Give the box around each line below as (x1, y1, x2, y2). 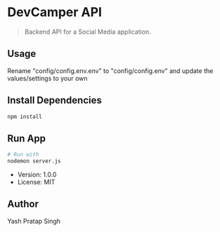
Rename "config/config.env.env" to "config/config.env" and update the (7, 66, 214, 75)
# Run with (7, 151, 39, 158)
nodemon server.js (7, 157, 61, 165)
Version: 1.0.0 (17, 170, 57, 179)
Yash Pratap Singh (7, 217, 61, 225)
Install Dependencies (7, 94, 102, 106)
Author (7, 198, 39, 210)
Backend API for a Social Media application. (24, 27, 151, 36)
